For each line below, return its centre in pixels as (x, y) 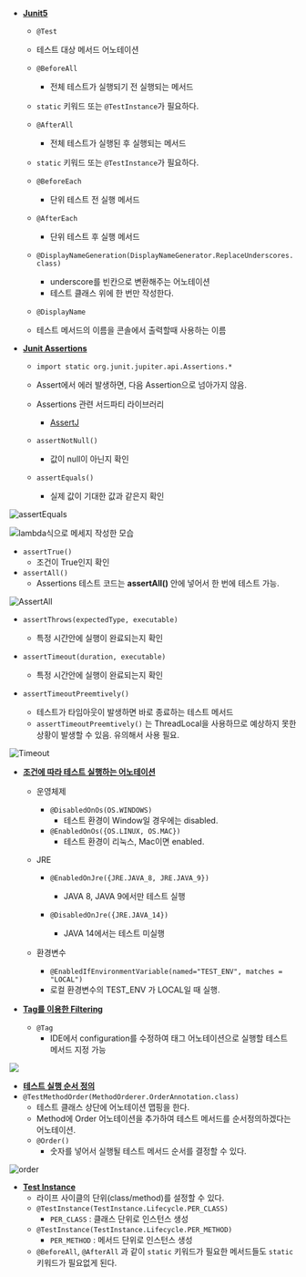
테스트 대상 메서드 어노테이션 (87, 50)
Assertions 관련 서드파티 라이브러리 (100, 404)
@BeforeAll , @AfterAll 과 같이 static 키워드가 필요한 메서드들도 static (165, 1251)
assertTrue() (47, 552)
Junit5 (35, 13)
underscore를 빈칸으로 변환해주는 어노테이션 (130, 281)
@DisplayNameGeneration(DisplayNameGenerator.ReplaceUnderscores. (165, 255)
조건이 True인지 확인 (73, 562)
